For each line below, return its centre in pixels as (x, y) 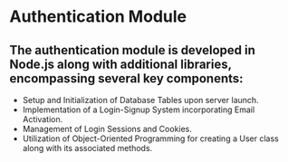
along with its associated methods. (87, 148)
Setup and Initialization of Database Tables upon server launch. (141, 100)
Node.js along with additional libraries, (121, 64)
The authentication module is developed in (133, 50)
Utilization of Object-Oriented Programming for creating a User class (150, 138)
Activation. (43, 119)
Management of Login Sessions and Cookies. (107, 129)
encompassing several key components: (126, 78)
